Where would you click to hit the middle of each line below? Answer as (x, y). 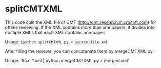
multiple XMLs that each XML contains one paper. (55, 32)
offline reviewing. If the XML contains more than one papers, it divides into (80, 27)
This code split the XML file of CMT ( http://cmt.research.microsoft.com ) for (81, 22)
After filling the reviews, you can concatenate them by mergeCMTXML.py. (80, 51)
